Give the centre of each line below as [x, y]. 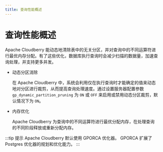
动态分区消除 [25, 72]
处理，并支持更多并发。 [33, 62]
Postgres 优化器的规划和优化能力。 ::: [42, 144]
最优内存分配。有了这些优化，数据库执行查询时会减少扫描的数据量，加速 [81, 56]
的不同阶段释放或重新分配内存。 [44, 128]
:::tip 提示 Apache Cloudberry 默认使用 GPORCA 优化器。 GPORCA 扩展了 [79, 138]
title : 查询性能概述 [24, 9]
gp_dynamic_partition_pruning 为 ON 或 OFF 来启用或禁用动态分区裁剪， [83, 95]
